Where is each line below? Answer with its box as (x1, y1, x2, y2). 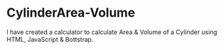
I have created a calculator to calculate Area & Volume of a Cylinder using (6, 28, 218, 36)
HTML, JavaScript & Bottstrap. (6, 35, 94, 43)
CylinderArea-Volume (6, 5, 136, 21)
